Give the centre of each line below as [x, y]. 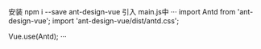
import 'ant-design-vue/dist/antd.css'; [116, 21]
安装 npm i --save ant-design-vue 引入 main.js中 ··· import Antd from [122, 12]
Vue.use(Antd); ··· [37, 36]
